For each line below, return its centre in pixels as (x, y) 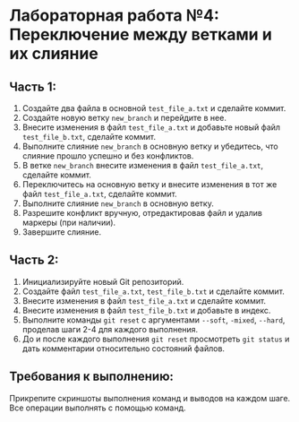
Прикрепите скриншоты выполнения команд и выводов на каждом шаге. (150, 398)
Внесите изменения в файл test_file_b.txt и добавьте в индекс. (146, 310)
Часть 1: (33, 86)
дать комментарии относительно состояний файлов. (124, 348)
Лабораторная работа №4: (114, 16)
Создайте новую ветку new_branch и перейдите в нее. (124, 118)
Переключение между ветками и (141, 34)
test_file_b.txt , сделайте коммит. (89, 137)
